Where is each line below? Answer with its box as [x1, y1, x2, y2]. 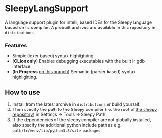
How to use [5, 88, 40, 96]
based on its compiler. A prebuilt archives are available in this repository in [5, 24, 156, 30]
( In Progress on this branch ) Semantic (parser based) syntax [12, 69, 136, 75]
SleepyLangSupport [5, 3, 89, 14]
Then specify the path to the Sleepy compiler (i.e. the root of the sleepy [12, 107, 157, 112]
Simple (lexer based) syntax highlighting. [12, 53, 95, 59]
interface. [12, 63, 32, 69]
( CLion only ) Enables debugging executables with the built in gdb [12, 58, 145, 64]
